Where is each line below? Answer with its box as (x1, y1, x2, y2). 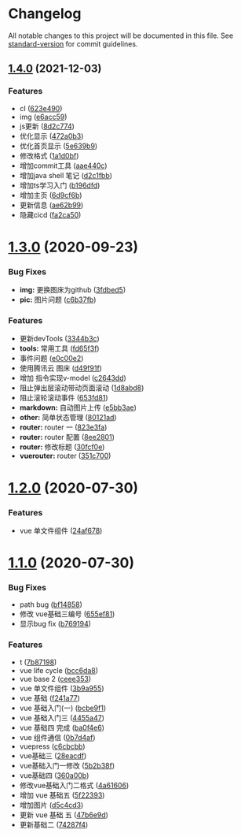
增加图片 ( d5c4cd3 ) (19, 800, 84, 809)
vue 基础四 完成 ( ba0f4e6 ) (19, 723, 104, 732)
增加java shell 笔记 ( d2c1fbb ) (19, 170, 112, 180)
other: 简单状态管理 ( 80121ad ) (19, 413, 117, 422)
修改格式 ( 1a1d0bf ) (19, 151, 79, 160)
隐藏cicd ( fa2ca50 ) (19, 210, 82, 219)
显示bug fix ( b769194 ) (19, 619, 92, 629)
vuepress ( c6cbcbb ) (19, 742, 86, 751)
